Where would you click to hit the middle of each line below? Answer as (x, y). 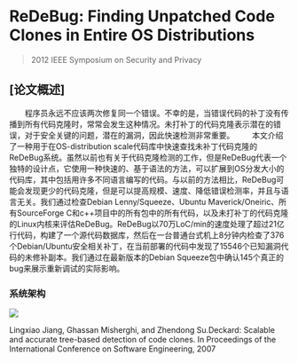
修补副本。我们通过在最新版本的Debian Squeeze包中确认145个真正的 (158, 257)
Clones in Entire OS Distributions (132, 35)
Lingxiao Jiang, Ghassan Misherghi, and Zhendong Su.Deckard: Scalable (142, 330)
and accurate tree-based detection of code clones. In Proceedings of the (143, 340)
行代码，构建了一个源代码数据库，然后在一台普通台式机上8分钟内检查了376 (147, 235)
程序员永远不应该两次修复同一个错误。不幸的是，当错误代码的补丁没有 (153, 113)
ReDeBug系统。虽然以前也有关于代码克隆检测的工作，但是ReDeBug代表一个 (148, 157)
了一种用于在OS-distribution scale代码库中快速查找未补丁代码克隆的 (133, 146)
